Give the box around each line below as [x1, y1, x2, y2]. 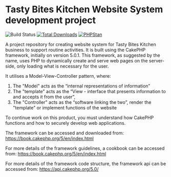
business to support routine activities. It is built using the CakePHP [5, 47, 146, 53]
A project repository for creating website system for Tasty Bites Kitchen [5, 41, 156, 47]
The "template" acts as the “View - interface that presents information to [12, 88, 166, 94]
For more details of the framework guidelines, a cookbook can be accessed [5, 145, 165, 151]
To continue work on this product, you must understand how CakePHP [5, 114, 154, 121]
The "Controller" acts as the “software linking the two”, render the [12, 99, 152, 105]
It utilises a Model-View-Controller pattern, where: [5, 73, 111, 79]
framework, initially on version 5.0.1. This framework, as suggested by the [5, 52, 160, 58]
